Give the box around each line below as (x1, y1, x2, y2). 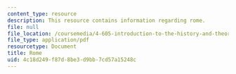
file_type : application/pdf (7, 37, 90, 44)
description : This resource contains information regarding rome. (7, 17, 206, 24)
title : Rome (7, 50, 42, 57)
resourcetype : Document (7, 43, 77, 50)
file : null (7, 23, 39, 30)
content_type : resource (7, 10, 77, 18)
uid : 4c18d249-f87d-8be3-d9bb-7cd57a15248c (7, 56, 137, 63)
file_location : (7, 30, 52, 37)
